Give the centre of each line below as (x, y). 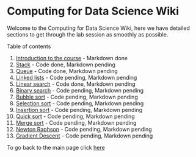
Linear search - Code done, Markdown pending (76, 84)
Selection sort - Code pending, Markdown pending (80, 103)
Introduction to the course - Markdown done (71, 58)
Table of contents (29, 46)
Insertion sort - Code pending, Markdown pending (79, 110)
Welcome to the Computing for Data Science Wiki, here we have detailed (98, 28)
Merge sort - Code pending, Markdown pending (76, 122)
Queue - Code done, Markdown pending (67, 71)
